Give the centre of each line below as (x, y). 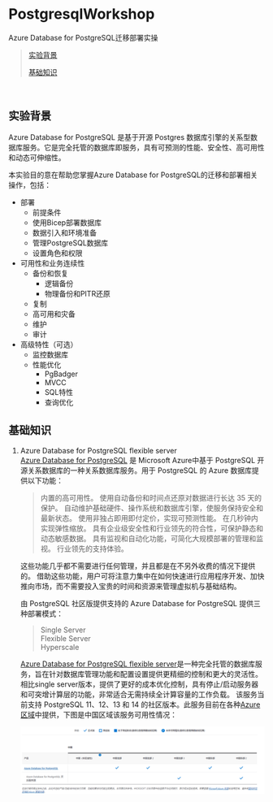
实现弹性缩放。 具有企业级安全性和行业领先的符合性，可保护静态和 (152, 528)
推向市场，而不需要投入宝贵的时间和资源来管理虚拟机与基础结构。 (130, 586)
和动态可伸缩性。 (37, 157)
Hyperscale (60, 647)
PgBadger (61, 374)
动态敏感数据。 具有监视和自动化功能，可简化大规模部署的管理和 (148, 538)
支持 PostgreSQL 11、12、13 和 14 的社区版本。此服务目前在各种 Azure (144, 704)
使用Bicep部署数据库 (67, 222)
